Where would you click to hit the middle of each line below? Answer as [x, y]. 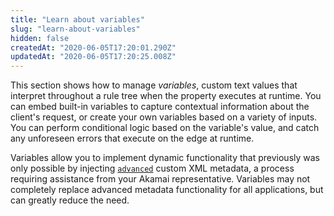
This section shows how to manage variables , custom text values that [154, 85]
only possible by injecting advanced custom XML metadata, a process [152, 168]
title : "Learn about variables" [77, 19]
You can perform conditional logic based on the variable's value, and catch [165, 128]
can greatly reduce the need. [70, 200]
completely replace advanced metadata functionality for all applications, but [167, 190]
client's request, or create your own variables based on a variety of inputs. [164, 117]
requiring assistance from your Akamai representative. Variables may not [160, 179]
